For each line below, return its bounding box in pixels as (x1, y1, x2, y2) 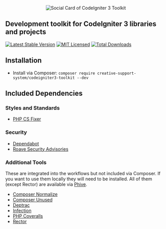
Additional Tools (5, 159, 47, 166)
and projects (5, 28, 46, 36)
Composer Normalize (12, 191, 58, 197)
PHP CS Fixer (12, 116, 41, 122)
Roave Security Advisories (12, 146, 69, 152)
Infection (12, 207, 32, 214)
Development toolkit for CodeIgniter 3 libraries (5, 19, 157, 28)
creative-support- (97, 71, 136, 76)
